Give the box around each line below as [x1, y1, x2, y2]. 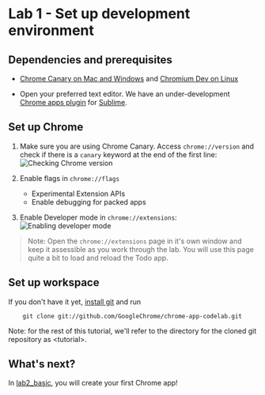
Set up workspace [8, 276, 100, 289]
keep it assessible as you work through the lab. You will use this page [27, 244, 255, 254]
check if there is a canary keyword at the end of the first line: [19, 149, 218, 159]
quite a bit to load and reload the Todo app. [27, 253, 168, 262]
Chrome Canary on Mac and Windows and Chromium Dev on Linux [19, 74, 239, 83]
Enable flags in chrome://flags [19, 173, 120, 182]
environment [8, 21, 95, 39]
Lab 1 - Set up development [8, 5, 191, 23]
